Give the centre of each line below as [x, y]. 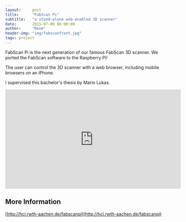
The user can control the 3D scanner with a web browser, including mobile [82, 67]
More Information [33, 202]
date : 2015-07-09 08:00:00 [40, 24]
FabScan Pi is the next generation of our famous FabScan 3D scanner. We [82, 52]
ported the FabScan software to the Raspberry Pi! [56, 57]
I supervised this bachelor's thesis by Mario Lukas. [58, 82]
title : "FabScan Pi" [32, 15]
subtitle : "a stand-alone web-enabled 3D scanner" [61, 19]
